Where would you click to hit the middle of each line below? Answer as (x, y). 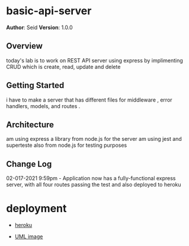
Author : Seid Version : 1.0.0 (39, 27)
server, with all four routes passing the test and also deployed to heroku (94, 185)
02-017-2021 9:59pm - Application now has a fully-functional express (91, 178)
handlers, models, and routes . (43, 106)
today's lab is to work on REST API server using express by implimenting (95, 60)
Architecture (30, 124)
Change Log (29, 164)
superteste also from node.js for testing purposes (67, 145)
